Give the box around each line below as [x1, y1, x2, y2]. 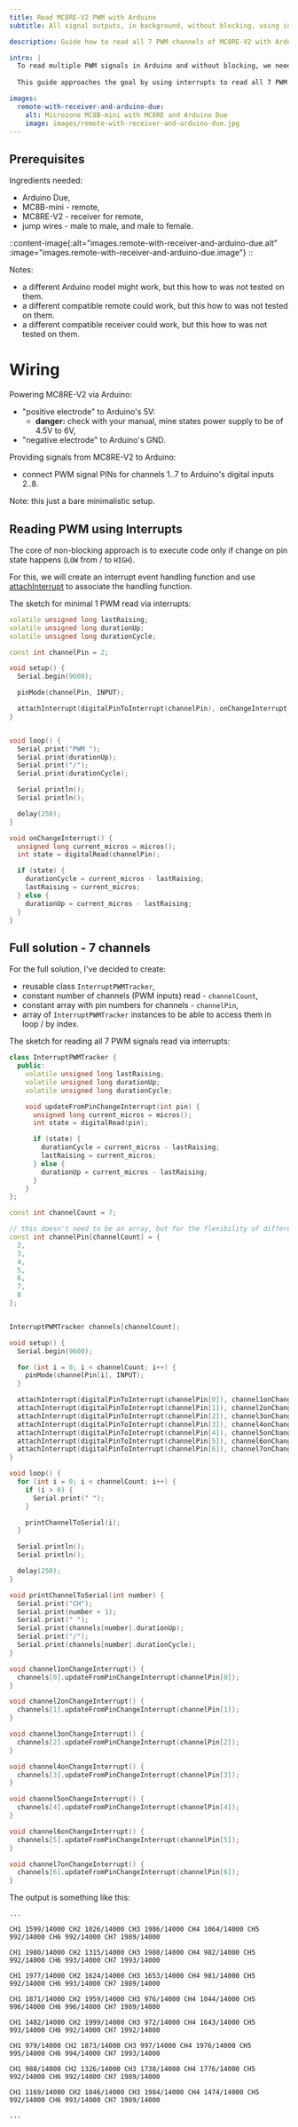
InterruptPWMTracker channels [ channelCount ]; [9, 1322, 180, 1331]
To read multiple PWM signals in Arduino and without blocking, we [17, 61, 272, 71]
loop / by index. [21, 1019, 80, 1029]
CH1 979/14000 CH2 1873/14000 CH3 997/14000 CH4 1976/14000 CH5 [9, 2042, 252, 2051]
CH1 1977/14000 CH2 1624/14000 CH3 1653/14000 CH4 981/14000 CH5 [9, 1972, 255, 1981]
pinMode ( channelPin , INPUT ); [17, 689, 125, 697]
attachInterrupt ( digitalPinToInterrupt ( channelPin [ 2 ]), [17, 1412, 228, 1421]
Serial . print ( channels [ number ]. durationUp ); [17, 1624, 184, 1633]
